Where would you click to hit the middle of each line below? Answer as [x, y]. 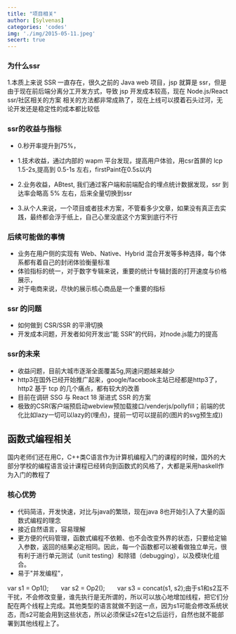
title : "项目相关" [32, 14]
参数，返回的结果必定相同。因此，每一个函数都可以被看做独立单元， [122, 547]
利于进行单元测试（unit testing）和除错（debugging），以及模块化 [119, 555]
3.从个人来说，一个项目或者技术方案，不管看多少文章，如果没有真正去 [119, 208]
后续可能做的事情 [36, 236]
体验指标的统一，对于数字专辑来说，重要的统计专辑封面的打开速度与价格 [122, 271]
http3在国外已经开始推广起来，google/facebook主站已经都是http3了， [119, 379]
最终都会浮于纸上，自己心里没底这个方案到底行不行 [104, 217]
